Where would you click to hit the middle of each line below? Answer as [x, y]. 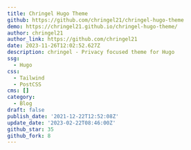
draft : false [26, 110]
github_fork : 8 [29, 135]
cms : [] [18, 91]
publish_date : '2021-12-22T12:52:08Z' [63, 116]
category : [21, 97]
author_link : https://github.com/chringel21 [72, 39]
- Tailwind [29, 78]
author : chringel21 [35, 33]
